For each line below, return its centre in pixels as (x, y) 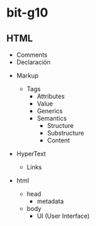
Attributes (51, 96)
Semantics (52, 118)
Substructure (65, 133)
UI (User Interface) (63, 216)
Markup (27, 75)
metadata (50, 201)
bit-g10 (27, 13)
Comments (32, 55)
